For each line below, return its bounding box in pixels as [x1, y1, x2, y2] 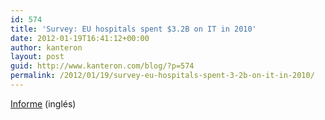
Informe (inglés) [10, 97, 77, 110]
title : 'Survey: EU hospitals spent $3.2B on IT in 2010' [10, 24, 257, 34]
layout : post [10, 52, 65, 62]
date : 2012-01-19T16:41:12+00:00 [10, 33, 150, 43]
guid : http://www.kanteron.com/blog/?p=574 [10, 61, 195, 71]
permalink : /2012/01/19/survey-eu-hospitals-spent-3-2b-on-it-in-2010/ [10, 71, 315, 81]
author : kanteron [10, 42, 83, 53]
